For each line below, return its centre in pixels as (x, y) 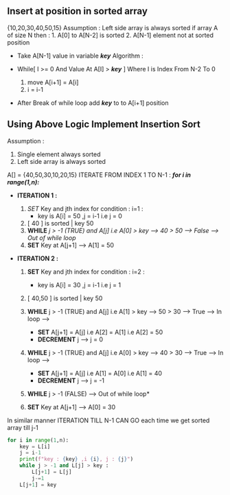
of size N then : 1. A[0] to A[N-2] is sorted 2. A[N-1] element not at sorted (111, 35)
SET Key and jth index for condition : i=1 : (85, 208)
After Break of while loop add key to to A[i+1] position (93, 103)
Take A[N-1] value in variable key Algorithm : (80, 56)
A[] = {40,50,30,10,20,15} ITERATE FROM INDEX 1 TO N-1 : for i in (99, 175)
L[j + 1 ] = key (38, 485)
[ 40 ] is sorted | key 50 (60, 223)
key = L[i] (35, 446)
